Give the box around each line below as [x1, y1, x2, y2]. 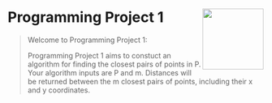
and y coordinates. [27, 85, 91, 95]
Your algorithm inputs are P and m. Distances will [27, 67, 192, 77]
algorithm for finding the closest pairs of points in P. [27, 59, 201, 69]
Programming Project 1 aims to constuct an [27, 50, 171, 60]
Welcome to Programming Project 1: [27, 35, 148, 45]
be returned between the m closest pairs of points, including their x [27, 76, 253, 86]
